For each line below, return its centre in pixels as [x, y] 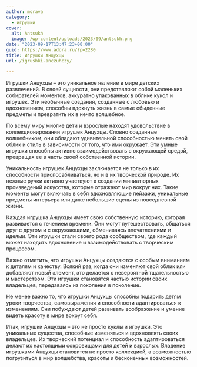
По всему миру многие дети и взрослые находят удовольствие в [88, 125]
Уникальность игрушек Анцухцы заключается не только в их [83, 168]
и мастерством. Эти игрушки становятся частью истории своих [87, 279]
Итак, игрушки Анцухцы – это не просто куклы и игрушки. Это [84, 326]
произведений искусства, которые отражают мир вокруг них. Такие [92, 187]
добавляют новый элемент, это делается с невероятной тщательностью [98, 272]
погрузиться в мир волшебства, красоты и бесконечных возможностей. [97, 358]
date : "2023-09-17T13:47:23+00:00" [50, 45]
